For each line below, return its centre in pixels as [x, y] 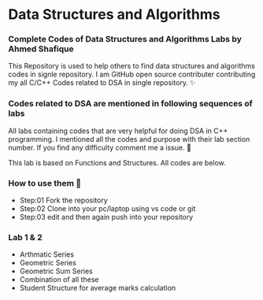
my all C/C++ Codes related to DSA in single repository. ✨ [102, 83]
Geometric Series [48, 263]
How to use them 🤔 [45, 183]
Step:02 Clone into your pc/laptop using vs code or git [107, 209]
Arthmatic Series [47, 254]
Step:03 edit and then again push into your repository [106, 217]
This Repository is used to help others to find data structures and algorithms [132, 66]
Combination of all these [59, 280]
